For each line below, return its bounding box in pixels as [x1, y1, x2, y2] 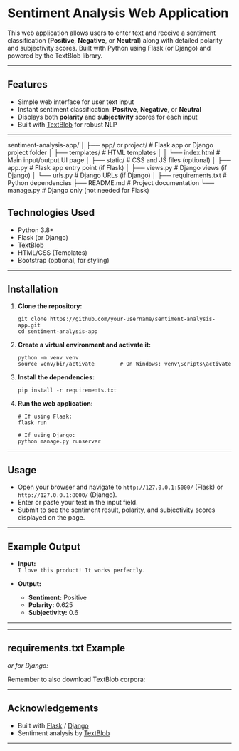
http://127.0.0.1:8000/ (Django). [17, 490, 117, 499]
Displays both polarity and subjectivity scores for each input [17, 112, 198, 121]
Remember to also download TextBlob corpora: [7, 675, 146, 683]
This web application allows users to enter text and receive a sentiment [7, 28, 216, 37]
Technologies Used [7, 206, 95, 219]
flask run [17, 419, 48, 426]
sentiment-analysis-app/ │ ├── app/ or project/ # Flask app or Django [7, 140, 213, 149]
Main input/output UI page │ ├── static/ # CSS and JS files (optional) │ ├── [7, 155, 231, 164]
